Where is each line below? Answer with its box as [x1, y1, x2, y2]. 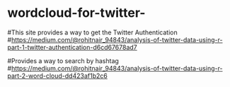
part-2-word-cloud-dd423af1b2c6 [7, 72, 108, 80]
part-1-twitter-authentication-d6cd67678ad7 [7, 43, 138, 51]
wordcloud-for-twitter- [7, 5, 146, 21]
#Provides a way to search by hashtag [7, 56, 119, 65]
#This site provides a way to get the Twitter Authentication [7, 28, 178, 36]
